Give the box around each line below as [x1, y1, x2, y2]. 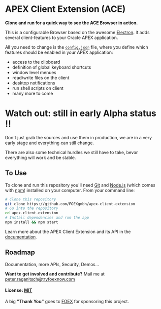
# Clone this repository [5, 196, 56, 202]
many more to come [12, 90, 53, 96]
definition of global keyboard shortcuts [12, 64, 91, 70]
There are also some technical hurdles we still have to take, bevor [5, 149, 138, 155]
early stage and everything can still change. [5, 140, 94, 146]
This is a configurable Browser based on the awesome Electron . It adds [5, 29, 150, 35]
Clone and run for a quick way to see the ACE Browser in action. [5, 20, 138, 26]
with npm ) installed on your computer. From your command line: [5, 187, 135, 193]
